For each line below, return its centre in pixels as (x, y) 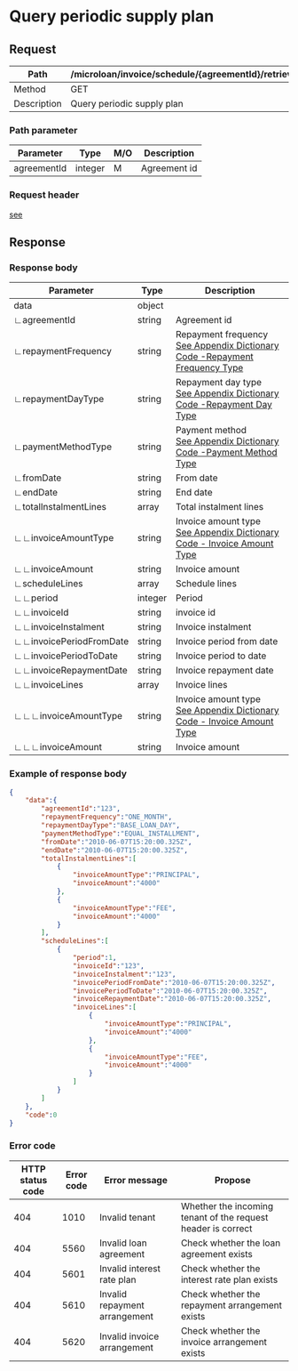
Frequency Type (210, 368)
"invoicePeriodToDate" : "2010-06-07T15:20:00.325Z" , (170, 991)
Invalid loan (123, 1243)
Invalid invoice (129, 1336)
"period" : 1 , (94, 958)
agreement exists (216, 1254)
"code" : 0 (41, 1115)
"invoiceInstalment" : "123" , (124, 974)
